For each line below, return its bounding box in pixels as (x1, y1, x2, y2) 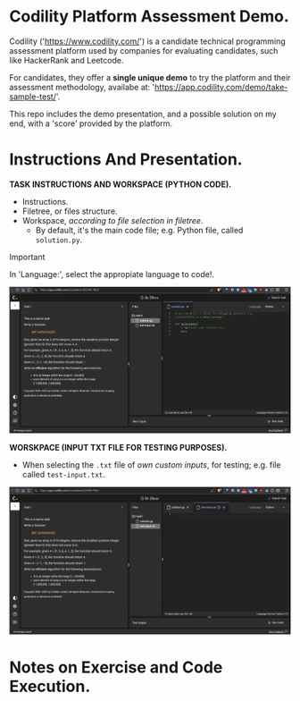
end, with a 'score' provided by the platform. (9, 118, 172, 129)
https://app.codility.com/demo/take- (154, 81, 288, 92)
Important (9, 251, 46, 262)
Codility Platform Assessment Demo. (9, 6, 290, 27)
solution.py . (35, 234, 83, 245)
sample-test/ (9, 91, 56, 102)
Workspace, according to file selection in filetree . (21, 215, 204, 225)
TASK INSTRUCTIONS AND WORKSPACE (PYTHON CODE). (9, 179, 232, 190)
